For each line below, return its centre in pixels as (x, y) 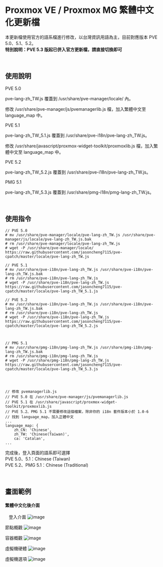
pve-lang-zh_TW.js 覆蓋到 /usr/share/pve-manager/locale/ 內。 (69, 98)
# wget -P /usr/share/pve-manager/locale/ (49, 248)
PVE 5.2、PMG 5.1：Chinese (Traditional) (47, 465)
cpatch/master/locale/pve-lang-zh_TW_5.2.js (52, 326)
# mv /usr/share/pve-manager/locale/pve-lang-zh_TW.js (63, 235)
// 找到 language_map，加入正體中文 (40, 417)
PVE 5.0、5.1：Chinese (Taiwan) (38, 459)
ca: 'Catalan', (30, 438)
